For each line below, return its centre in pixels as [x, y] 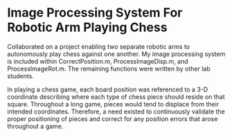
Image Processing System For [95, 13]
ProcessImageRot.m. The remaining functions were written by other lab [109, 68]
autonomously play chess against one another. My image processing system [116, 54]
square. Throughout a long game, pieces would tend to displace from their [113, 104]
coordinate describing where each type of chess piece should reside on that [116, 97]
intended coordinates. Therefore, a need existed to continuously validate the [116, 111]
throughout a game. [35, 126]
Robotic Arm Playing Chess [87, 27]
